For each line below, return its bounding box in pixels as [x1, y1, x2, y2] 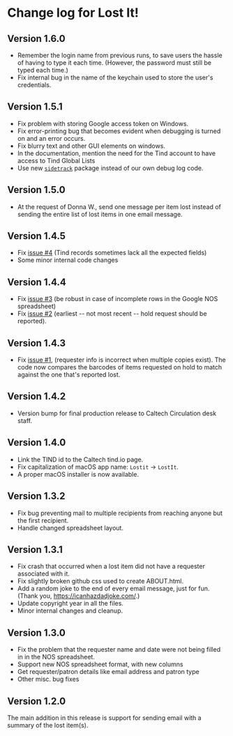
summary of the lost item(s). [7, 721, 89, 729]
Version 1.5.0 [7, 184, 66, 196]
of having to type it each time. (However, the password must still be [17, 59, 211, 67]
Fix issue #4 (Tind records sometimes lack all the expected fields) [17, 249, 207, 257]
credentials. [17, 81, 52, 89]
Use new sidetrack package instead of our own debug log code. [17, 164, 204, 172]
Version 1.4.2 [7, 390, 66, 402]
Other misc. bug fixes [17, 675, 80, 684]
